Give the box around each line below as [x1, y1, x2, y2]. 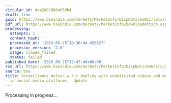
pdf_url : [5, 21, 24, 27]
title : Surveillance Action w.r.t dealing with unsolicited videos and [5, 74, 160, 79]
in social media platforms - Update [10, 78, 88, 83]
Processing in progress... [5, 92, 58, 98]
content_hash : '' [10, 36, 47, 41]
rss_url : [5, 64, 24, 69]
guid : [5, 17, 17, 22]
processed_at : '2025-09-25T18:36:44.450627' [10, 41, 106, 46]
